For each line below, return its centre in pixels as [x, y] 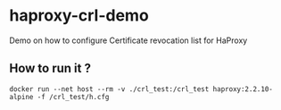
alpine [21, 97]
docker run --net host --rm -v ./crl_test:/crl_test [109, 89]
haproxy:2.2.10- [243, 89]
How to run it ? [50, 68]
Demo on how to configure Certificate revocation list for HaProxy [128, 40]
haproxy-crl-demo [79, 16]
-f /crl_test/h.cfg [73, 97]
